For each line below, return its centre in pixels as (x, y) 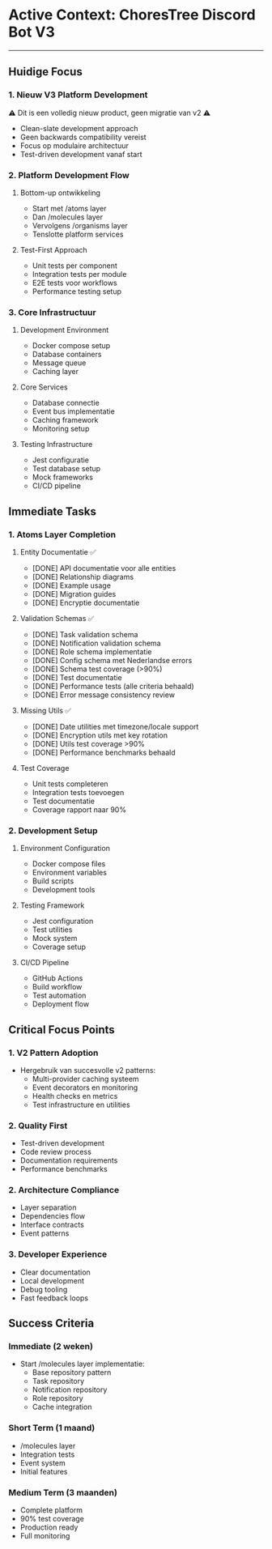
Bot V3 (32, 32)
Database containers (67, 355)
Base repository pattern (72, 1372)
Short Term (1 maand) (52, 1428)
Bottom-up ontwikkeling (60, 193)
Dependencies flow (53, 1216)
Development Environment (64, 330)
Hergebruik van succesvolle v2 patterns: (88, 1070)
